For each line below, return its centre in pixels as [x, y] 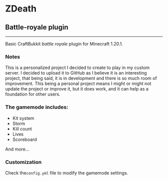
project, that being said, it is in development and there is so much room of [81, 78]
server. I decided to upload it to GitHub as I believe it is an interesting [76, 73]
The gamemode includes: [37, 107]
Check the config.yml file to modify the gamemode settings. [67, 172]
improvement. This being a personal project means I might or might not [78, 83]
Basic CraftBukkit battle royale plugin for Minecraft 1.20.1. [64, 44]
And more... [17, 149]
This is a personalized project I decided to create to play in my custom [77, 67]
